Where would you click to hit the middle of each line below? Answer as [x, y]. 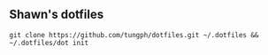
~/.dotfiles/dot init [49, 43]
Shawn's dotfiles [57, 15]
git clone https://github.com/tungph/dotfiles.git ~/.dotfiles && [134, 35]
